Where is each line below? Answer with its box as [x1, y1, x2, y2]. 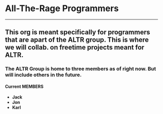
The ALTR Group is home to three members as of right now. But [5, 65, 156, 72]
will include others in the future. [5, 71, 82, 78]
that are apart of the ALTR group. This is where [5, 36, 149, 44]
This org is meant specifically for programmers [5, 28, 150, 36]
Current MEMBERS [5, 83, 44, 89]
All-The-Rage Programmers [5, 3, 119, 14]
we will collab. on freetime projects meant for [5, 43, 145, 51]
